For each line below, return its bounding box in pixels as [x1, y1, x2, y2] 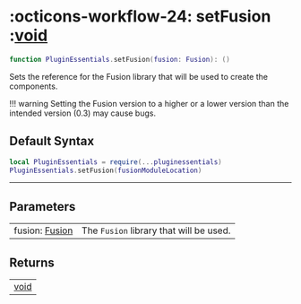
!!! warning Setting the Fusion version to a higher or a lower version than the [9, 98, 289, 109]
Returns [9, 255, 56, 270]
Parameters [9, 199, 76, 214]
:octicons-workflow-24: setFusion [9, 6, 271, 27]
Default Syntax [9, 134, 95, 149]
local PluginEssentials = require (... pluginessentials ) [9, 157, 222, 167]
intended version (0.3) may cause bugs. [9, 108, 157, 118]
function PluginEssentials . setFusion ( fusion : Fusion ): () [9, 55, 230, 64]
